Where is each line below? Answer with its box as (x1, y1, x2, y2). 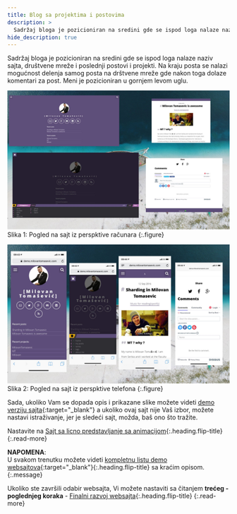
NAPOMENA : (7, 448, 47, 457)
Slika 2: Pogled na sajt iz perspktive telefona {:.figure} (7, 385, 164, 393)
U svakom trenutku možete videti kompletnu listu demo (7, 455, 168, 464)
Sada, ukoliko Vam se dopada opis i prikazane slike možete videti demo (7, 398, 215, 407)
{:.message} (7, 470, 43, 479)
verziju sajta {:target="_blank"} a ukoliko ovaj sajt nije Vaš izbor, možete (7, 406, 214, 414)
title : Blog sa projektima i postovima (7, 11, 125, 18)
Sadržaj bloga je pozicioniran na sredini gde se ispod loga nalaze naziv (7, 54, 214, 63)
